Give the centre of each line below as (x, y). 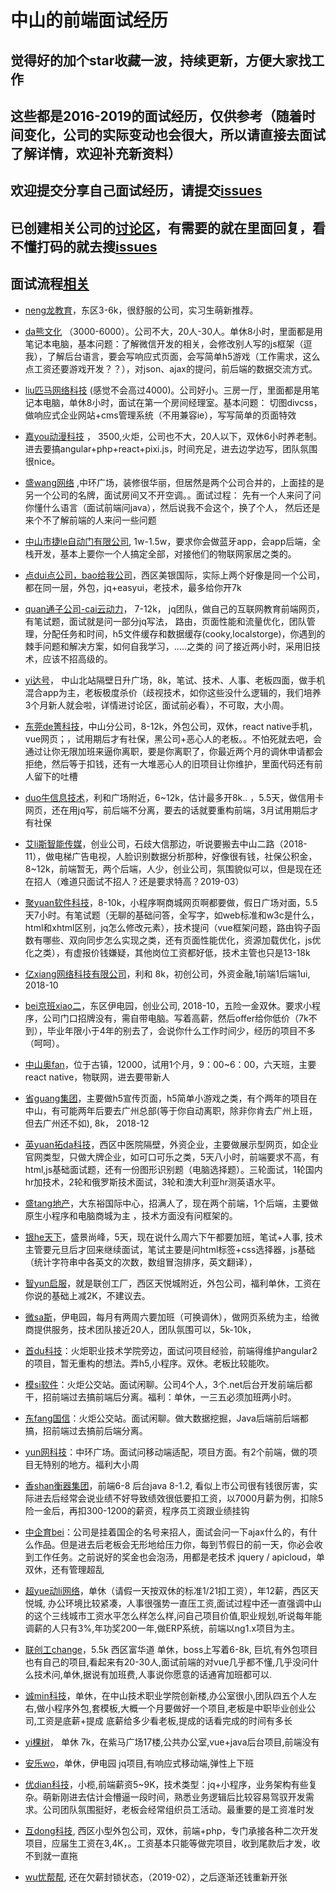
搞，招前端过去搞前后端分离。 (86, 1430)
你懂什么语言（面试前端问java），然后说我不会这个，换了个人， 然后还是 (172, 507)
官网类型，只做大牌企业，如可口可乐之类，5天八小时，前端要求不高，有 (172, 1157)
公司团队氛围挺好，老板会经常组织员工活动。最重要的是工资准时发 (178, 1809)
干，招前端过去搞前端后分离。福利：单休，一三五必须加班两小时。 (160, 1397)
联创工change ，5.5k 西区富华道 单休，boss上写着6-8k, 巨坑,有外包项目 (171, 1649)
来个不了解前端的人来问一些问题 (90, 520)
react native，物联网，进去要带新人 (97, 1077)
